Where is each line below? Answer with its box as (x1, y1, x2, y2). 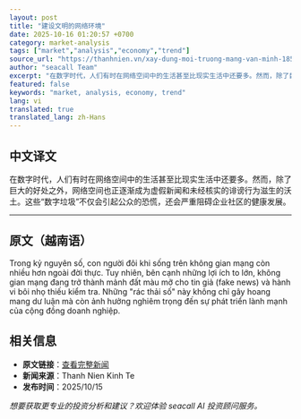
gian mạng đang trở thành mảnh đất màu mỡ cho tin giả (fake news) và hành (9, 277, 291, 287)
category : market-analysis (9, 38, 110, 47)
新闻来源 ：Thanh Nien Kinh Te (21, 370, 135, 381)
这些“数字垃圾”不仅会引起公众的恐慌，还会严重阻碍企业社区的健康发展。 (24, 196, 291, 207)
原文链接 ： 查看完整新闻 (21, 359, 109, 370)
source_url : (9, 55, 54, 64)
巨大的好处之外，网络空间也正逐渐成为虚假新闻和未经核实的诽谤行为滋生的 (9, 184, 284, 195)
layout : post (9, 13, 58, 22)
